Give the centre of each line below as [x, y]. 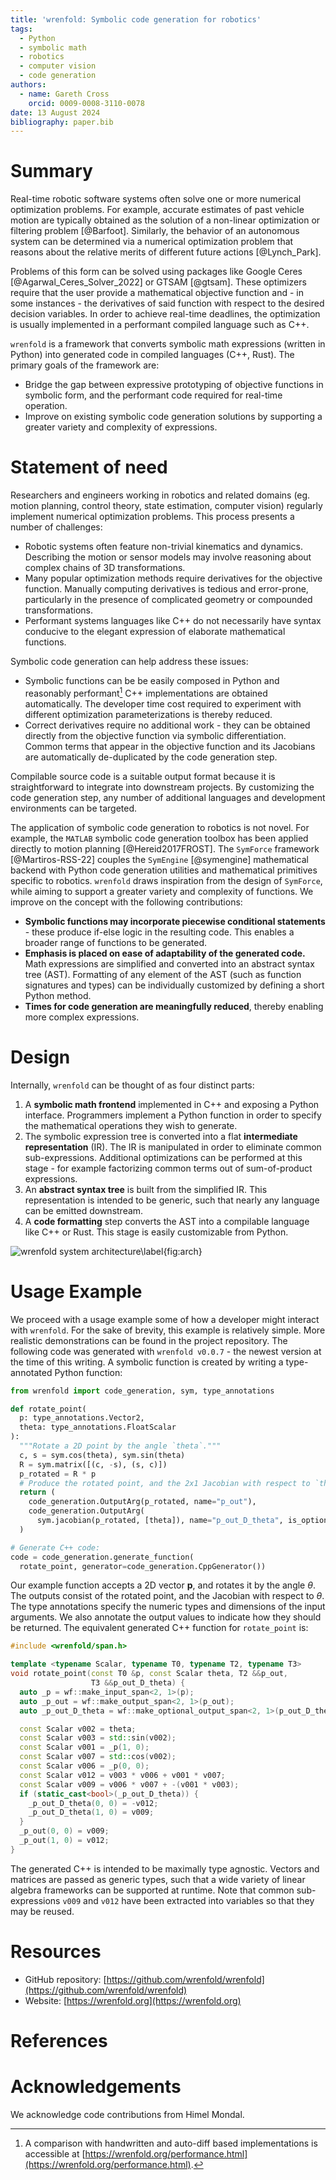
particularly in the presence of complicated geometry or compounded [168, 600]
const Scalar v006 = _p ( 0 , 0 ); [84, 1766]
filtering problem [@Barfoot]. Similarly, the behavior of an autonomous [155, 231]
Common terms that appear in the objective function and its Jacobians [170, 746]
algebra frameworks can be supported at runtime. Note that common [152, 1890]
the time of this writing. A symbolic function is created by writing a [147, 1362]
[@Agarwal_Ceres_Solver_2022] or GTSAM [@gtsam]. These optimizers [158, 282]
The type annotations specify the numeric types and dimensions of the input [168, 1607]
